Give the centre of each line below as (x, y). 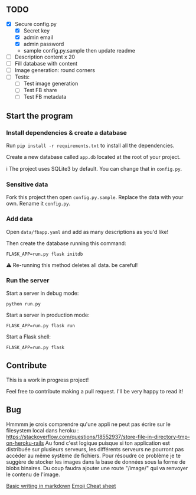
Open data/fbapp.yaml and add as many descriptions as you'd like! (87, 232)
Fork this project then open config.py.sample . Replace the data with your (95, 197)
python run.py (24, 304)
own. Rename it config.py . (38, 204)
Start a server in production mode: (48, 315)
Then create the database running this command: (66, 243)
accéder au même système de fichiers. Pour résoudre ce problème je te (94, 455)
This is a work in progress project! (48, 380)
